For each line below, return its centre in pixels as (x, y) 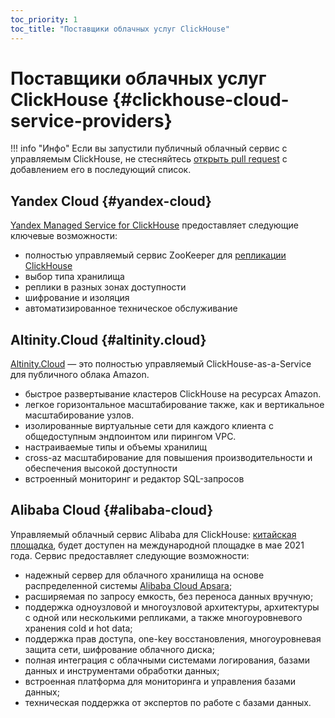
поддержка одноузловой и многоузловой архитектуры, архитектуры (172, 607)
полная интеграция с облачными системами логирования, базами (167, 660)
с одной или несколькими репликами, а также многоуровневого (163, 617)
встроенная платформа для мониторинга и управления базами (160, 681)
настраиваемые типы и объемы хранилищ (115, 447)
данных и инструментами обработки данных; (122, 670)
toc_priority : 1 (44, 19)
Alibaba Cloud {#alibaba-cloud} (112, 510)
